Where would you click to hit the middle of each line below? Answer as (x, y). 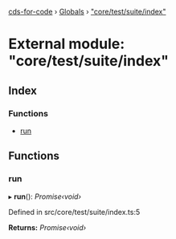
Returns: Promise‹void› (47, 227)
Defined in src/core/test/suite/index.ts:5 (74, 212)
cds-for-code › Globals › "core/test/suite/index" (87, 12)
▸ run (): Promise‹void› (45, 196)
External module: (67, 44)
